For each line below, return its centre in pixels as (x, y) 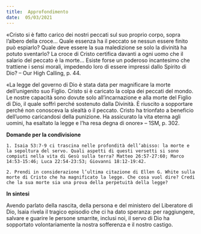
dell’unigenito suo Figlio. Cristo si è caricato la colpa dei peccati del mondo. (100, 91)
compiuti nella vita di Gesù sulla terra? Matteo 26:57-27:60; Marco (95, 156)
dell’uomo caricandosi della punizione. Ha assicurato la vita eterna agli (94, 116)
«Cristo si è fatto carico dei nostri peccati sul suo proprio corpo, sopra (93, 34)
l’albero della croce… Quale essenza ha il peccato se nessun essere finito (97, 41)
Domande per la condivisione (44, 134)
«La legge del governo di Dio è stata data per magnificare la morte (88, 84)
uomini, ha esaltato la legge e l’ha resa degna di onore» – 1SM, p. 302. (93, 123)
